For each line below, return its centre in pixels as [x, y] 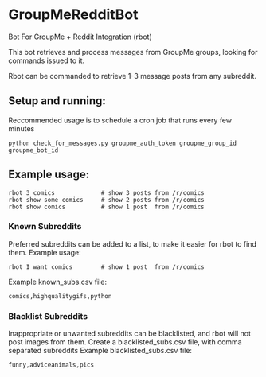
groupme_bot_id [33, 150]
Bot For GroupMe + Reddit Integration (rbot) [80, 37]
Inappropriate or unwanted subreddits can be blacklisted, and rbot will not [129, 334]
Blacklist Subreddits [48, 316]
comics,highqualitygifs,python [60, 296]
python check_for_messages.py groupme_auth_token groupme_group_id [123, 143]
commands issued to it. [47, 60]
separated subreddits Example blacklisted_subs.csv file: [100, 351]
